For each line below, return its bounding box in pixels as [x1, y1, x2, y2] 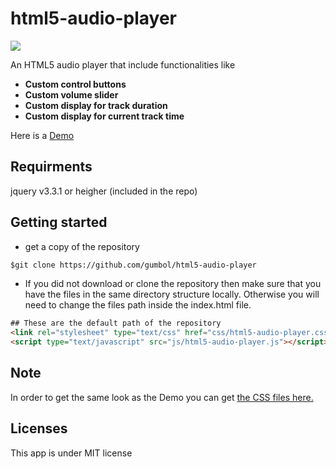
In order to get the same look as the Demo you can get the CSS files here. [10, 391, 314, 403]
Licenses [10, 420, 68, 437]
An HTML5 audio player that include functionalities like [10, 58, 236, 71]
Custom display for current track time [24, 110, 185, 122]
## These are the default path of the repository [10, 318, 222, 329]
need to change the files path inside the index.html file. [24, 299, 252, 311]
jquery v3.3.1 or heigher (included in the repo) [10, 185, 198, 197]
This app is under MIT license [10, 447, 133, 459]
